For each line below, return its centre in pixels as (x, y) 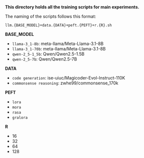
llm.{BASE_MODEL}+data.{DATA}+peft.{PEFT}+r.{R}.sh (58, 25)
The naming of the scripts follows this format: (51, 16)
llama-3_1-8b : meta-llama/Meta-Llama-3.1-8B (58, 44)
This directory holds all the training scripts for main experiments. (72, 7)
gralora (20, 118)
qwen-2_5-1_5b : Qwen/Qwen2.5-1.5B (48, 54)
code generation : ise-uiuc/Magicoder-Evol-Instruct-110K (69, 78)
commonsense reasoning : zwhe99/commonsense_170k (65, 83)
